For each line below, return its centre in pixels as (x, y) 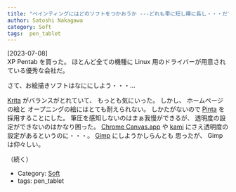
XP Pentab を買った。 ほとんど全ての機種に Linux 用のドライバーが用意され (117, 62)
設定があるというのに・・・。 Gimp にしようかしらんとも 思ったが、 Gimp (115, 136)
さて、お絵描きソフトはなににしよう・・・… (71, 86)
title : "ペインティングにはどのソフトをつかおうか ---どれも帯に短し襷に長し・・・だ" (119, 14)
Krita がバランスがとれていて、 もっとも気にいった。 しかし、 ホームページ (115, 101)
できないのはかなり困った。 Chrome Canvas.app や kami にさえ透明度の (124, 127)
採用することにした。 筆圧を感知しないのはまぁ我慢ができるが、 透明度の (113, 118)
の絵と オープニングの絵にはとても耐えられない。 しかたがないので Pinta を (116, 109)
